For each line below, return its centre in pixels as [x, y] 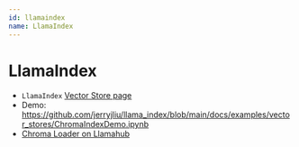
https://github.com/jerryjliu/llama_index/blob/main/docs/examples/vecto [155, 115]
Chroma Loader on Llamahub [76, 134]
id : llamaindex [37, 18]
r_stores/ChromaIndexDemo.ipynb [85, 124]
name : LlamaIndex [41, 26]
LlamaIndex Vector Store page [77, 96]
